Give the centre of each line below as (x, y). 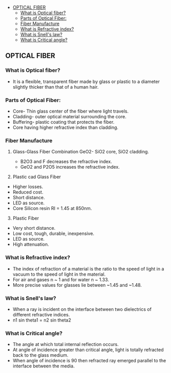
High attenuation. (31, 245)
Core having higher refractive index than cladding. (65, 127)
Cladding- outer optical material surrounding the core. (69, 116)
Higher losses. (28, 187)
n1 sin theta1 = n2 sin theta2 (42, 320)
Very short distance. (34, 228)
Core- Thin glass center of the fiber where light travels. (70, 111)
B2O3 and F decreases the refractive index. (66, 162)
